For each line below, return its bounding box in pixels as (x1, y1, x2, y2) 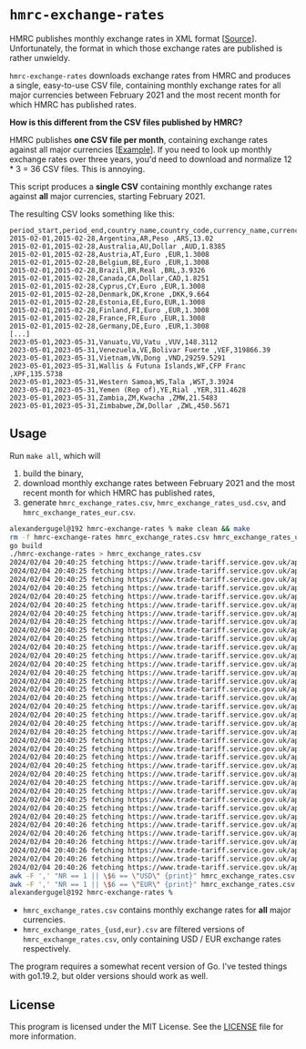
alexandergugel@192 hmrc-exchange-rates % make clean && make (9, 524, 250, 534)
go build (9, 541, 43, 550)
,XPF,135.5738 (9, 369, 64, 379)
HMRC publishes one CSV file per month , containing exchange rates (9, 134, 269, 145)
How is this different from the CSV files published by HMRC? (9, 117, 243, 127)
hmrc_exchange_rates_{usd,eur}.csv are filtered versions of (22, 924, 245, 935)
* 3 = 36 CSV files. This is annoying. (9, 163, 146, 174)
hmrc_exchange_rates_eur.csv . (22, 506, 137, 517)
